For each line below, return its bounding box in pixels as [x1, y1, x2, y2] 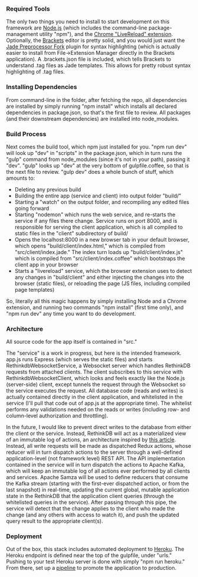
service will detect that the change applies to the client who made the [6, 505, 175, 512]
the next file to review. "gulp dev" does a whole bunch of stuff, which [6, 168, 174, 175]
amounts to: [6, 174, 35, 182]
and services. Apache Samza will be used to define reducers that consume [6, 474, 189, 481]
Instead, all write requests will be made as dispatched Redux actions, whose [6, 443, 192, 450]
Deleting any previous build [14, 186, 81, 193]
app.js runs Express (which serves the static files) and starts [6, 356, 153, 363]
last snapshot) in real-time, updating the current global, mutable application [6, 486, 190, 493]
